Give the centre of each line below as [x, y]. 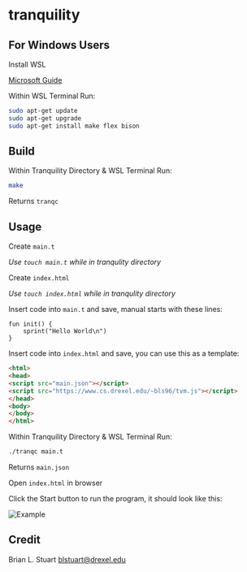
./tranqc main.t [36, 452]
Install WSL [27, 64]
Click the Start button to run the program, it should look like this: [115, 498]
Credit [24, 540]
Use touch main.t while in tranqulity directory [84, 262]
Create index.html [39, 278]
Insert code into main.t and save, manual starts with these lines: [116, 310]
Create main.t [32, 246]
